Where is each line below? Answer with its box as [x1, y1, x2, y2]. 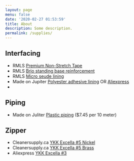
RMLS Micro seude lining [12, 73, 64, 79]
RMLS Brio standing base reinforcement [12, 68, 95, 74]
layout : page [5, 7, 32, 13]
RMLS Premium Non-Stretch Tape [12, 62, 82, 68]
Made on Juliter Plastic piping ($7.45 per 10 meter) [12, 111, 117, 118]
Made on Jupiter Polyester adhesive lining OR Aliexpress [12, 78, 129, 84]
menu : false [5, 12, 30, 17]
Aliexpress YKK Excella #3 [12, 150, 67, 156]
